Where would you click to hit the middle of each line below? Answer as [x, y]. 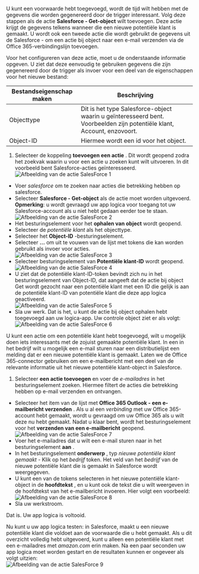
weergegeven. [32, 472]
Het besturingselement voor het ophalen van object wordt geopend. [98, 224]
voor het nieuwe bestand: [37, 77]
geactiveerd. [30, 299]
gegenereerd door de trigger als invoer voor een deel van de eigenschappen [99, 70]
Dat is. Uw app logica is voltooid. [46, 515]
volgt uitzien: [22, 558]
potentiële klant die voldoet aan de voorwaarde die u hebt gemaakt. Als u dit [99, 533]
